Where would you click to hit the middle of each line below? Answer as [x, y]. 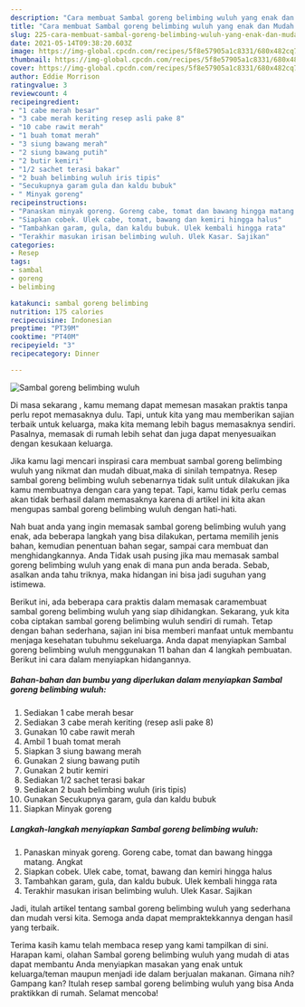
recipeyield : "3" [43, 346]
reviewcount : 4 [39, 93]
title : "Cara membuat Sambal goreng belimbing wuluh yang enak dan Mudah [152, 26]
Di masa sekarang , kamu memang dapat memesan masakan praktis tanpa [149, 404]
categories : [33, 245]
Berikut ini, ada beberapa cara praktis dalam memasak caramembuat [139, 602]
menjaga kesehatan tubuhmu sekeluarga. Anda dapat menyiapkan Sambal [148, 640]
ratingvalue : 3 [39, 85]
